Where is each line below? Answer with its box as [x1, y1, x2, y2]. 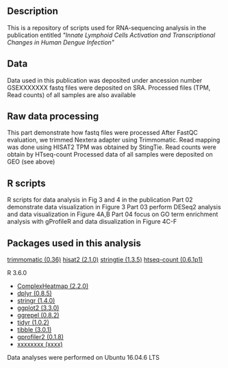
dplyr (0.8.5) [16, 289, 53, 298]
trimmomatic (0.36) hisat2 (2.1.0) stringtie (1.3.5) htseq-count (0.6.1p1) [7, 256, 203, 264]
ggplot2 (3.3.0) [16, 304, 60, 312]
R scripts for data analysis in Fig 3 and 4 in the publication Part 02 [7, 196, 193, 204]
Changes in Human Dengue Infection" [7, 38, 115, 47]
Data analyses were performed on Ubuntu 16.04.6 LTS [7, 354, 160, 362]
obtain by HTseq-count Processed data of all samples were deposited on [7, 150, 214, 159]
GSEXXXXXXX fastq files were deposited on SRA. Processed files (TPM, [7, 83, 211, 92]
